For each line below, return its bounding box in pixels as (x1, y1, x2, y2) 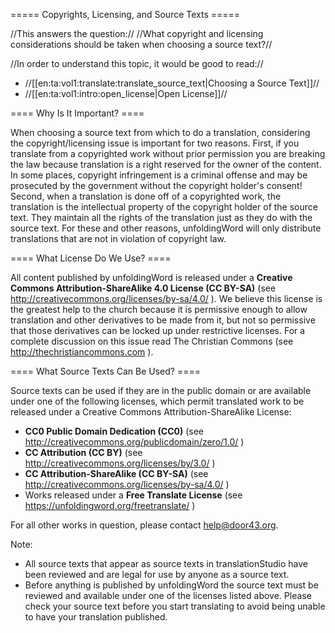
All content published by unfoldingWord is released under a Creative (10, 272, 293, 283)
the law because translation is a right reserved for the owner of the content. (10, 159, 322, 170)
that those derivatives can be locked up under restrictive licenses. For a (10, 325, 306, 336)
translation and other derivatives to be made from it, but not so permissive (10, 314, 316, 326)
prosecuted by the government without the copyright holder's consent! (10, 180, 303, 191)
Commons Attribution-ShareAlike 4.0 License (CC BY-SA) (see (10, 282, 277, 294)
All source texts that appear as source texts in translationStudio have (24, 558, 309, 569)
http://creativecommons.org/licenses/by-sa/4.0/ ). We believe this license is (10, 293, 323, 304)
